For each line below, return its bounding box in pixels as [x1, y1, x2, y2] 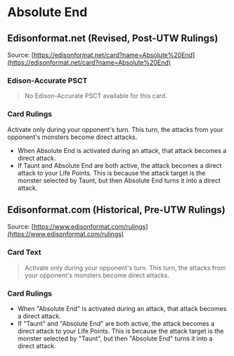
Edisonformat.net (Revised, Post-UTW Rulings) [7, 32, 219, 44]
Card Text [7, 247, 41, 257]
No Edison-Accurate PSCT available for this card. [24, 92, 167, 100]
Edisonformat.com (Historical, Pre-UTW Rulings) [7, 204, 226, 216]
